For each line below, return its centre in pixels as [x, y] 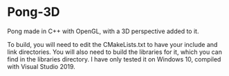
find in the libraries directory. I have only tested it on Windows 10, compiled [114, 59]
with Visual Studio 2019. [42, 66]
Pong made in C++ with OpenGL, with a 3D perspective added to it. [103, 31]
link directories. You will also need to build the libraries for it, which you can [115, 52]
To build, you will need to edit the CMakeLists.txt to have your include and [112, 44]
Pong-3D [34, 12]
